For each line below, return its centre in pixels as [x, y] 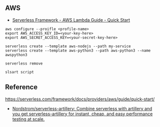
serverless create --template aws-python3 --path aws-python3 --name [78, 50]
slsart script [20, 72]
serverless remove [24, 63]
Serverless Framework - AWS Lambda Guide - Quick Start [71, 20]
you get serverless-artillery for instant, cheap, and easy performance [82, 114]
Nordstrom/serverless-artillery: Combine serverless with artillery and [82, 108]
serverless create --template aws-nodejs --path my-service [68, 46]
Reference [21, 87]
